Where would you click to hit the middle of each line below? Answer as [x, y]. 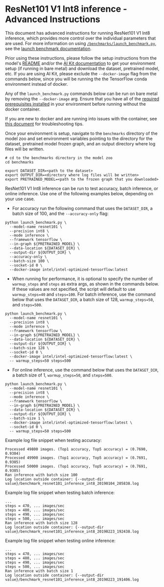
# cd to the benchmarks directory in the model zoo [59, 158]
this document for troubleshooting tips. [45, 124]
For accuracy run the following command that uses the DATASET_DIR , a [82, 208]
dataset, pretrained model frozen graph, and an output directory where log [80, 143]
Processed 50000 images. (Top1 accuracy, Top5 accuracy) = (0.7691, [76, 466]
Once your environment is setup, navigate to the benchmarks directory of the [81, 133]
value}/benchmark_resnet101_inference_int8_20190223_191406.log [72, 579]
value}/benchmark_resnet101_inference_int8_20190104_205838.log [72, 483]
